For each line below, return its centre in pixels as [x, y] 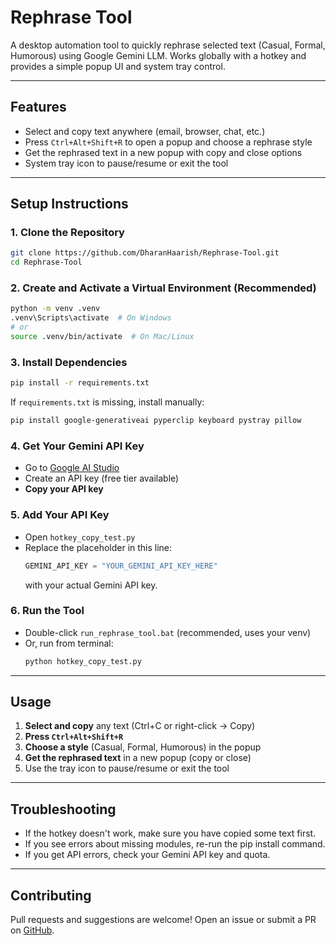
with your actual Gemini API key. [91, 585]
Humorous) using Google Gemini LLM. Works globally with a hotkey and [158, 55]
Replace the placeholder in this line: [98, 547]
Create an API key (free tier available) [102, 478]
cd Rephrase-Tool [46, 262]
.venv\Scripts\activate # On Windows [91, 318]
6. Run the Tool [47, 611]
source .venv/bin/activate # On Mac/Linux [102, 337]
